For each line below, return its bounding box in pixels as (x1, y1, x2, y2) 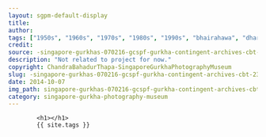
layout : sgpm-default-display (8, 11, 108, 20)
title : (8, 19, 30, 27)
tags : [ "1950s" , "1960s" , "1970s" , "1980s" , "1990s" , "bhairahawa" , (8, 33, 239, 42)
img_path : (8, 85, 41, 93)
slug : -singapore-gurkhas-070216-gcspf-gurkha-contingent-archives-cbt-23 (8, 70, 260, 78)
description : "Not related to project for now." (8, 56, 172, 64)
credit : (8, 41, 34, 49)
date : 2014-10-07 (8, 78, 66, 86)
